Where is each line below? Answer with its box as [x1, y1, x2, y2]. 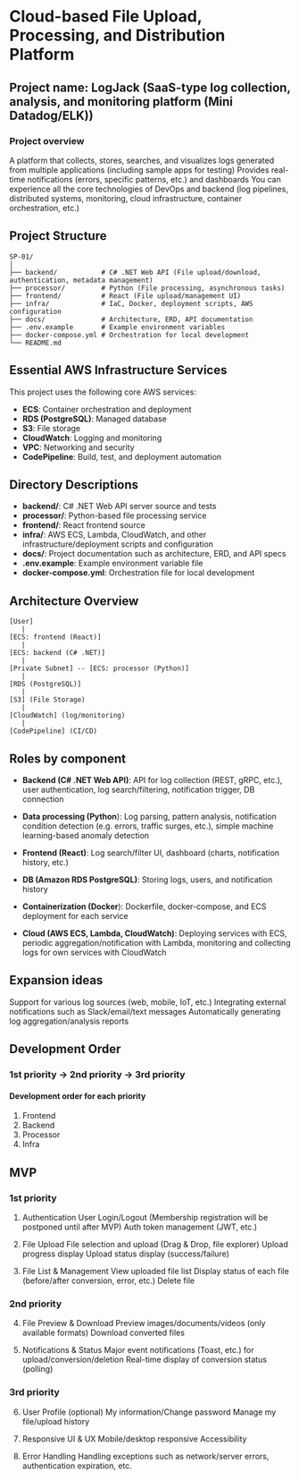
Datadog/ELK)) [9, 107, 94, 123]
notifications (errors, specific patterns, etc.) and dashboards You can [27, 174, 281, 184]
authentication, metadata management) [9, 276, 154, 285]
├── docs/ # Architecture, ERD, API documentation [9, 315, 253, 324]
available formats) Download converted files [21, 1327, 186, 1339]
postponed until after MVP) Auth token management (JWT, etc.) [21, 1221, 257, 1232]
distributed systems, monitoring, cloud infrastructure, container [9, 192, 243, 203]
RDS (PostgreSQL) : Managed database [21, 413, 167, 424]
